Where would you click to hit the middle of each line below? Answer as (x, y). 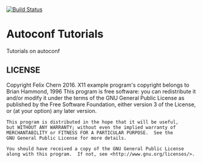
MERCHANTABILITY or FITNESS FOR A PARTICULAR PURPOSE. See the (90, 132)
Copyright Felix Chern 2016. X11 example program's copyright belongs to (98, 85)
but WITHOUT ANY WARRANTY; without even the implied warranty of (91, 127)
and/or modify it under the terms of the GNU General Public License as (96, 98)
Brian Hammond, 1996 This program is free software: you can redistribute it (101, 91)
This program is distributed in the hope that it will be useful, (92, 122)
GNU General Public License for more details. (67, 138)
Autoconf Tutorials (55, 34)
